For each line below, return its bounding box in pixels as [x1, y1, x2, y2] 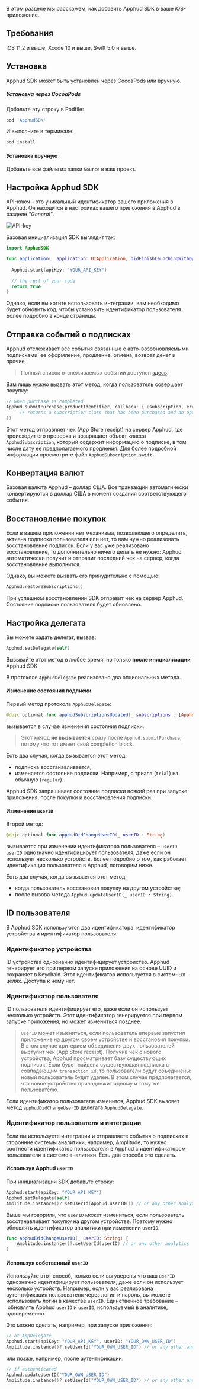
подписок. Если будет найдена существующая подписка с [20, 1061, 169, 1068]
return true [11, 283, 41, 289]
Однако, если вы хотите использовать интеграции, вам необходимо [6, 299, 179, 307]
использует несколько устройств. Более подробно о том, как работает [6, 855, 187, 863]
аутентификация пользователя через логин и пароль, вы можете [6, 1291, 171, 1298]
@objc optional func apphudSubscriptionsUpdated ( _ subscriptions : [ [6, 712, 182, 718]
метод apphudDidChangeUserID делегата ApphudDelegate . [6, 1104, 143, 1111]
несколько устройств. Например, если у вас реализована [6, 1285, 153, 1292]
